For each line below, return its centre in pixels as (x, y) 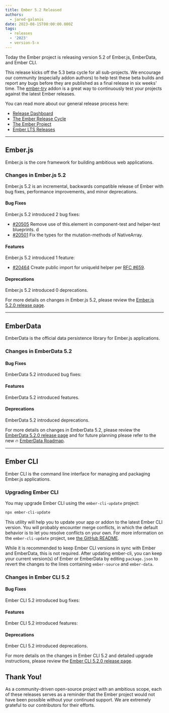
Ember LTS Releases (34, 129)
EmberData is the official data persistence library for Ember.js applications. (82, 338)
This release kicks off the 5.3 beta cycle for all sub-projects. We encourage (83, 72)
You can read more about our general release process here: (67, 104)
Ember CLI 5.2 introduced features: (41, 623)
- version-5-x (24, 43)
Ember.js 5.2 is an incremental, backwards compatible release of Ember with (84, 186)
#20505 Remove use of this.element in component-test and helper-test (86, 224)
